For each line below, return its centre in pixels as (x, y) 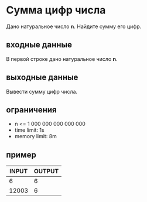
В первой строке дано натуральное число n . (62, 59)
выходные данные (42, 78)
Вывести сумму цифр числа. (42, 91)
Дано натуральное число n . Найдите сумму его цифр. (74, 26)
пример (21, 155)
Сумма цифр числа (56, 10)
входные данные (39, 45)
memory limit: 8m (36, 136)
